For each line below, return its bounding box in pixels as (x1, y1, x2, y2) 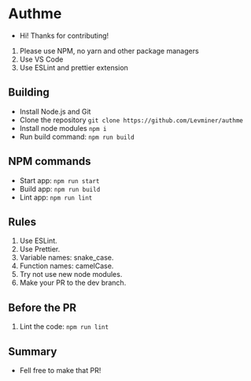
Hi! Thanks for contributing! (19, 31, 109, 40)
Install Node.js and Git (19, 106, 91, 116)
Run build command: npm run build (19, 132, 135, 141)
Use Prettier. (19, 245, 61, 254)
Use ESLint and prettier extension (19, 62, 128, 72)
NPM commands (8, 155, 91, 168)
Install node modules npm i (19, 123, 107, 133)
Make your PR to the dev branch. (19, 278, 127, 288)
